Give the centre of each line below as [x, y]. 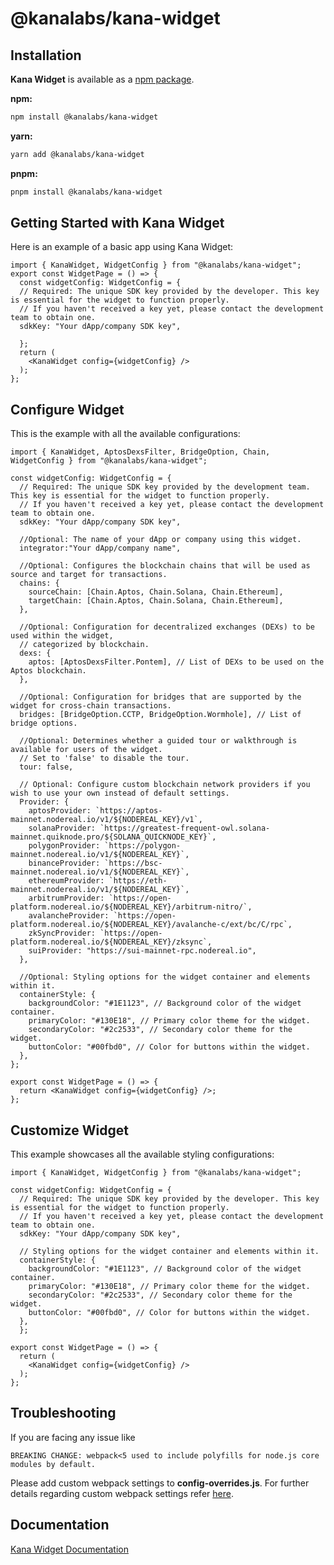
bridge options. [44, 723]
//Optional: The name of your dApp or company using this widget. [160, 540]
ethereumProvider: [66, 881]
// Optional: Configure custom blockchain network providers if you [165, 785]
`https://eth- [138, 881]
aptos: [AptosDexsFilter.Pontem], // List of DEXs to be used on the [176, 662]
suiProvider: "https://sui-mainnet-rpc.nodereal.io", [142, 951]
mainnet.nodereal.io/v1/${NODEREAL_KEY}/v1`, [106, 820]
